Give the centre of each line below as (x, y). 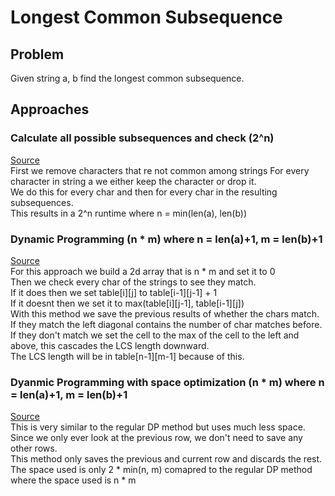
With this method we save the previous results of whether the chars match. (165, 313)
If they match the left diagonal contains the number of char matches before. (166, 324)
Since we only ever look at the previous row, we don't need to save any (156, 438)
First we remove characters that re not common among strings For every (160, 170)
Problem (37, 54)
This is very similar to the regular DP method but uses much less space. (158, 427)
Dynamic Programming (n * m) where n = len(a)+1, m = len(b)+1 (166, 239)
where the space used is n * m (73, 480)
